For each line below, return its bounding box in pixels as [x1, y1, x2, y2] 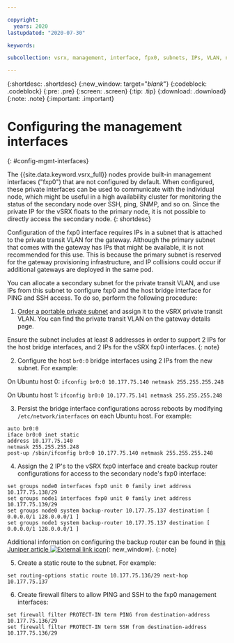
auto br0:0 [7, 425, 39, 432]
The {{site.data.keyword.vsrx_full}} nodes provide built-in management [7, 170, 211, 179]
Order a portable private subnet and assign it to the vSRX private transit [17, 308, 223, 316]
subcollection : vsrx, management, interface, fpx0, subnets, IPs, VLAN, [7, 54, 223, 61]
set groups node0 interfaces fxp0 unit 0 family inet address [7, 483, 192, 490]
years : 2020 [13, 22, 49, 30]
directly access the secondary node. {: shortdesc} [7, 215, 151, 223]
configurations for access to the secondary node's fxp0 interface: [17, 469, 207, 478]
